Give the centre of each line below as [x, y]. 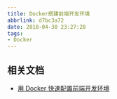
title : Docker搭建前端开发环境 [49, 14]
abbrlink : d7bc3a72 [36, 20]
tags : [15, 33]
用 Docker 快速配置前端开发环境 [63, 88]
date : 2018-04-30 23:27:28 [47, 27]
